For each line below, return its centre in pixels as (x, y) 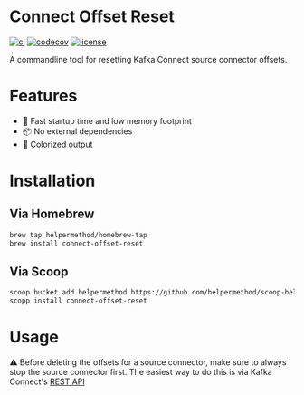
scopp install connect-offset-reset (78, 301)
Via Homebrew (52, 214)
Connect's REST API (47, 381)
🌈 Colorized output (57, 144)
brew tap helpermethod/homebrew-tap (78, 235)
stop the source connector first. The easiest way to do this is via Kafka (141, 372)
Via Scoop (39, 272)
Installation (52, 181)
